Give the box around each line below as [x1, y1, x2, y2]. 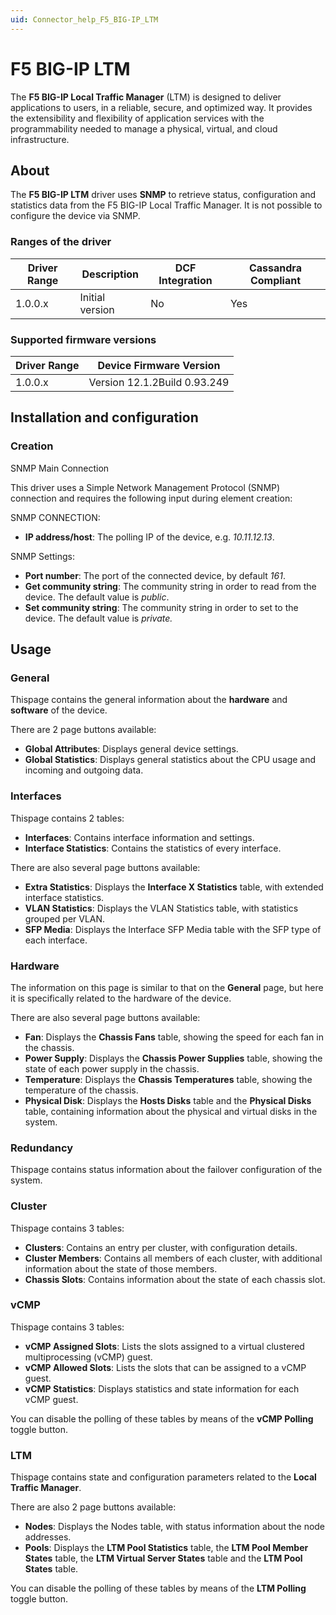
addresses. [24, 1531, 72, 1543]
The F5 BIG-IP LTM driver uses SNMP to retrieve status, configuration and [10, 189, 317, 201]
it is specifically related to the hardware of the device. [10, 992, 232, 1004]
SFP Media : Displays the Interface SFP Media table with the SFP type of [24, 923, 322, 935]
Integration [158, 273, 213, 287]
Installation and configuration [10, 409, 199, 426]
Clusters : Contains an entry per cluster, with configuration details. [24, 1241, 298, 1253]
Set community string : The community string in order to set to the [24, 601, 299, 613]
